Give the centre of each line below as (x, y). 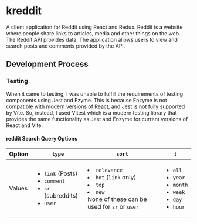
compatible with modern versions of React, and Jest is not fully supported (96, 106)
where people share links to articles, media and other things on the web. (93, 33)
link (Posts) (61, 173)
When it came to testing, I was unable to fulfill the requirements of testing (95, 94)
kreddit (24, 11)
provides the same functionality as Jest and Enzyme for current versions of (97, 119)
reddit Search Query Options (42, 139)
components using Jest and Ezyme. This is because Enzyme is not (86, 100)
